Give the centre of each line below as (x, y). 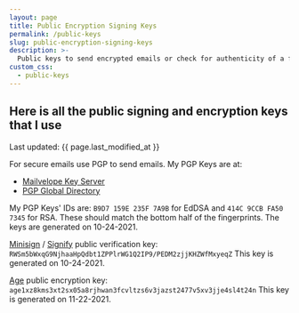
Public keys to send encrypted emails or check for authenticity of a (151, 59)
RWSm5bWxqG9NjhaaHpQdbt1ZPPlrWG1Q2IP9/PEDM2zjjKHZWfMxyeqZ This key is (141, 253)
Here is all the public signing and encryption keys (149, 112)
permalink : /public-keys (55, 34)
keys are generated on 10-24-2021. (73, 227)
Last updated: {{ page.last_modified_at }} (85, 147)
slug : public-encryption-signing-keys (81, 42)
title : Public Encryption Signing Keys (83, 26)
